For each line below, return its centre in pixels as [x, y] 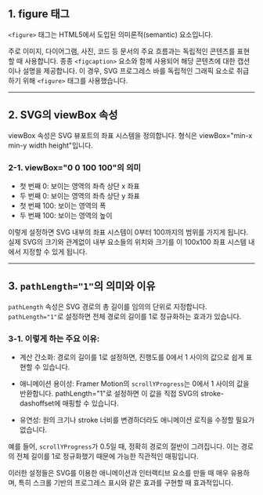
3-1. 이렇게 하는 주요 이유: [54, 338]
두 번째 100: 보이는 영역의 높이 [66, 215]
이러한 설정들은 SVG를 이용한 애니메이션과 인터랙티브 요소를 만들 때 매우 [119, 473]
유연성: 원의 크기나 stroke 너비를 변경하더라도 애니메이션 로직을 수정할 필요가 [137, 420]
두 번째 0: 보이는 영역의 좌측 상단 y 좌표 [80, 195]
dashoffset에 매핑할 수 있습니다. [69, 403]
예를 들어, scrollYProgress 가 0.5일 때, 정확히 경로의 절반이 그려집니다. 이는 [124, 446]
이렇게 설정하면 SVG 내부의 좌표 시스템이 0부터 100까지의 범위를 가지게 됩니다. [128, 232]
